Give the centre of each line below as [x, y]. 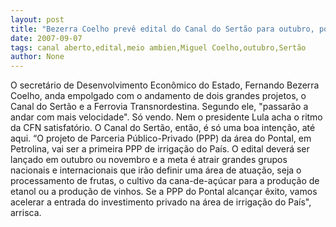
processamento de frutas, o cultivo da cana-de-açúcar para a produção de [165, 181]
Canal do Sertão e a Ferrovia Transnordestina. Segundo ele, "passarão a [159, 107]
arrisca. [26, 213]
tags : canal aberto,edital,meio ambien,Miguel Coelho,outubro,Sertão [158, 47]
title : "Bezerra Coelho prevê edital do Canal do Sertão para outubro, [162, 29]
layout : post [37, 19]
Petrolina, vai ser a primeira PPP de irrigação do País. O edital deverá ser [160, 149]
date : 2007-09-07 [46, 38]
